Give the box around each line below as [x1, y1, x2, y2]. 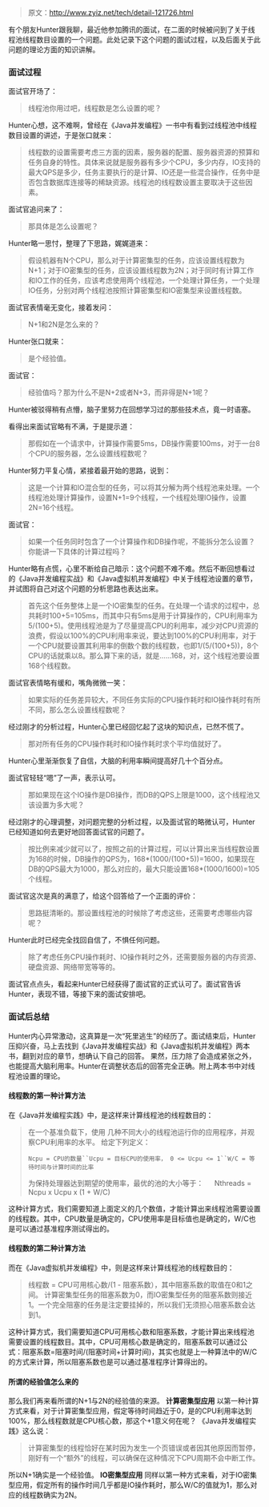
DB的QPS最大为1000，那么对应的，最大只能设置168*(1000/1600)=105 [27, 864, 260, 874]
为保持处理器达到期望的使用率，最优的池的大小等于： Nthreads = [27, 1178, 252, 1188]
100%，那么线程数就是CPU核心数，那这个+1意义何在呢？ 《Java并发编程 [8, 1417, 250, 1426]
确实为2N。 [42, 1490, 82, 1500]
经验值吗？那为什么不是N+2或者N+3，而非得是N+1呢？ [27, 388, 210, 397]
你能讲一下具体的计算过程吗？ [27, 547, 126, 557]
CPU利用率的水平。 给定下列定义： [34, 1137, 151, 1147]
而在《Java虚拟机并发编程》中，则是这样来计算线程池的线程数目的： [8, 1263, 235, 1272]
